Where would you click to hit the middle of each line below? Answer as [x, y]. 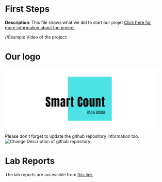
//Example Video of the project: [36, 37]
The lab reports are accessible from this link [49, 174]
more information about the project [40, 27]
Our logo [23, 57]
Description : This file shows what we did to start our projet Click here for [78, 22]
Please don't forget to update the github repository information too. [72, 136]
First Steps [27, 9]
